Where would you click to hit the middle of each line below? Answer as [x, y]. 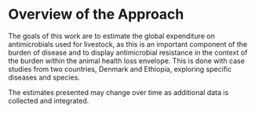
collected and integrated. [49, 101]
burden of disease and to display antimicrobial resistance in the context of [128, 52]
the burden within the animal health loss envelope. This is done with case [127, 61]
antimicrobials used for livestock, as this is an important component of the [128, 44]
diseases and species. [44, 77]
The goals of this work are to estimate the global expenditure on [112, 36]
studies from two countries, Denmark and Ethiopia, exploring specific [120, 69]
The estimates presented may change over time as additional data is [118, 92]
